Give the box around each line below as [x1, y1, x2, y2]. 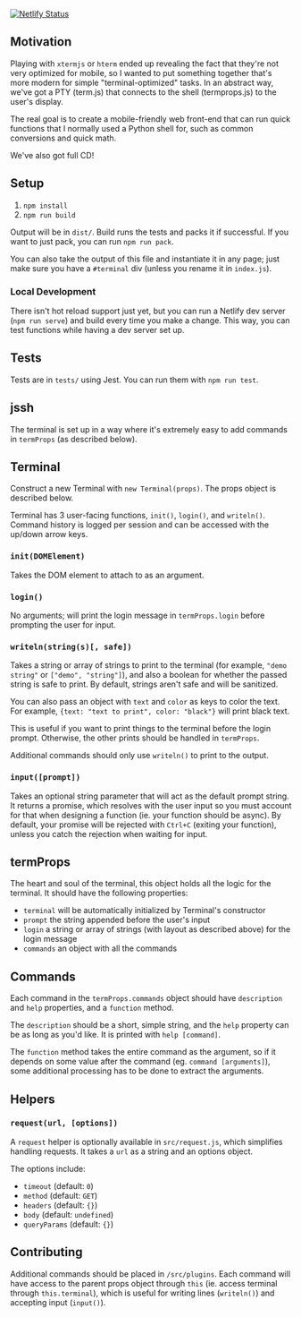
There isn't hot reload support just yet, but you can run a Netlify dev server [10, 305, 286, 316]
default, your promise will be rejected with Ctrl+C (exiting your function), [10, 819, 277, 830]
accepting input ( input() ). [10, 1296, 106, 1307]
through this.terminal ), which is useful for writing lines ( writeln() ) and [10, 1287, 275, 1298]
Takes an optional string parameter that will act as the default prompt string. [10, 791, 289, 801]
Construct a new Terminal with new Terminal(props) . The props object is [10, 483, 276, 494]
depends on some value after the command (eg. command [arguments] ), [10, 1056, 271, 1067]
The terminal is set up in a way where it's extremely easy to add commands [10, 423, 288, 434]
